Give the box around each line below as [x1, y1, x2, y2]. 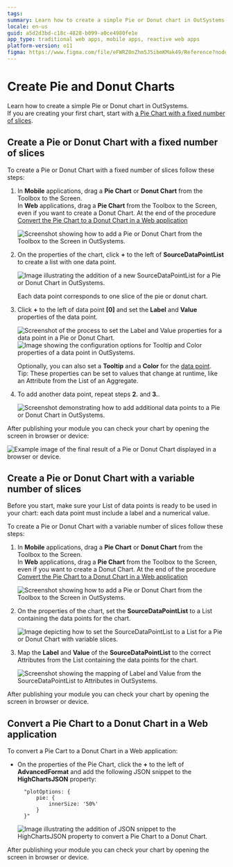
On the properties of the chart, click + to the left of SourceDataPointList [17, 250, 224, 259]
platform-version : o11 [7, 42, 73, 49]
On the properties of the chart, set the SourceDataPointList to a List [17, 607, 213, 615]
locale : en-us [7, 23, 49, 30]
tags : [7, 10, 23, 17]
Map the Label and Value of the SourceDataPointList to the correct [17, 649, 212, 657]
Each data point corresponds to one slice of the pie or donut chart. [17, 292, 208, 300]
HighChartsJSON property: [17, 775, 97, 784]
